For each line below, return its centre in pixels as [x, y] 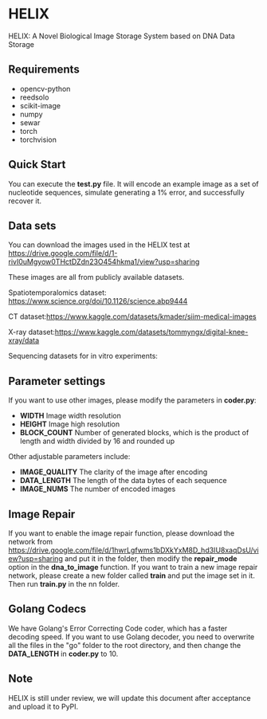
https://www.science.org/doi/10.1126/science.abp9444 [98, 301]
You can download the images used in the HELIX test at [99, 245]
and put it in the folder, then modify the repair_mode [151, 558]
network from [31, 542]
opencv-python [45, 88]
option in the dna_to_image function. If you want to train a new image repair [133, 567]
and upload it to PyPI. [43, 706]
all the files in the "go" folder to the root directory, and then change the [125, 645]
